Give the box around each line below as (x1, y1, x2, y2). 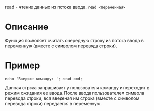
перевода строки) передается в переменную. (5, 100, 102, 106)
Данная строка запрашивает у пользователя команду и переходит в (5, 84, 150, 90)
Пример (5, 60, 40, 71)
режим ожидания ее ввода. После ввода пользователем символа (5, 90, 144, 96)
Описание (5, 22, 49, 32)
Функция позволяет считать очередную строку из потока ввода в (5, 37, 144, 43)
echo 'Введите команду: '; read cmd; (5, 76, 83, 81)
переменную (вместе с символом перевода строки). (5, 43, 117, 49)
